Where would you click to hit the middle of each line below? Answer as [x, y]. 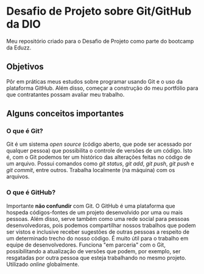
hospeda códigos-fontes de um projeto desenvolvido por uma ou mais [95, 212]
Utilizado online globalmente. [43, 264]
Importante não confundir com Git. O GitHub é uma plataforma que [91, 206]
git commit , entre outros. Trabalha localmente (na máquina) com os [91, 170]
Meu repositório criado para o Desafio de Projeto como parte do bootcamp [100, 41]
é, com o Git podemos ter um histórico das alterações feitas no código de [99, 157]
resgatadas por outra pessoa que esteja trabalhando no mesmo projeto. [97, 258]
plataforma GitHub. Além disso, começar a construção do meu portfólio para [102, 88]
